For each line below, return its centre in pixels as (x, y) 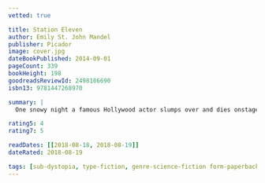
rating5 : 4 (26, 124)
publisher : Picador (40, 44)
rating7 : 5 (26, 131)
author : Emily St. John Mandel (60, 37)
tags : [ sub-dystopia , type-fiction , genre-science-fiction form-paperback (134, 167)
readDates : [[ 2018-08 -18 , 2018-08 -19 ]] (74, 145)
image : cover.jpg (37, 52)
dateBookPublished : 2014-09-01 (60, 59)
